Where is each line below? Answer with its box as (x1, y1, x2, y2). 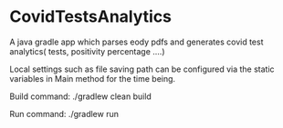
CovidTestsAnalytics (9, 6, 172, 27)
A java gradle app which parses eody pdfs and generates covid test (9, 36, 264, 47)
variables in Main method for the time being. (9, 73, 176, 84)
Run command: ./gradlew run (9, 108, 119, 119)
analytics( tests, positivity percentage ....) (9, 45, 166, 56)
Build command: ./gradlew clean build (9, 91, 152, 102)
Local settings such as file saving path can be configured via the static (9, 64, 276, 74)
